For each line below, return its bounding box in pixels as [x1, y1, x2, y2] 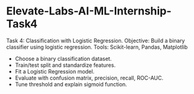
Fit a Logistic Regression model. [14, 67, 95, 75]
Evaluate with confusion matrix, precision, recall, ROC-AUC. [14, 74, 164, 81]
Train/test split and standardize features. [14, 61, 116, 69]
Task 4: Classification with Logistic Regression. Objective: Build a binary [6, 37, 185, 44]
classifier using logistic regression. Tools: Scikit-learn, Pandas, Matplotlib [6, 43, 188, 51]
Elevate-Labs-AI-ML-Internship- [6, 4, 172, 18]
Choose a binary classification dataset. [14, 55, 112, 62]
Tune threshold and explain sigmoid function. [14, 80, 128, 88]
